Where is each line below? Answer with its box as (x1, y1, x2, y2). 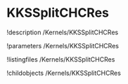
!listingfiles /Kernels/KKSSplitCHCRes (6, 55, 115, 64)
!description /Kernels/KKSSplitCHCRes (6, 28, 119, 36)
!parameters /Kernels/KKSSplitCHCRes (6, 41, 119, 50)
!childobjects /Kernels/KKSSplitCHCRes (6, 69, 121, 77)
